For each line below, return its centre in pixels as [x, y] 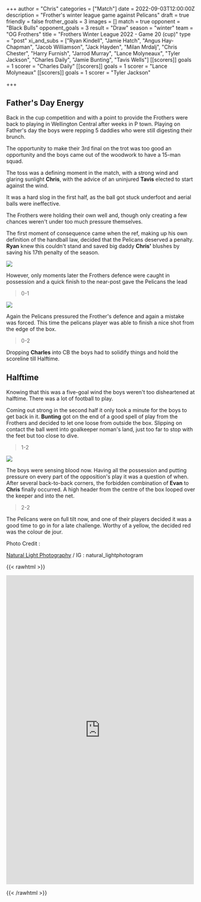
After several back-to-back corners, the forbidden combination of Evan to [97, 483]
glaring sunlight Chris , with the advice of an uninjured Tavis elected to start [100, 179]
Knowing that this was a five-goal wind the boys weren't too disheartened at [100, 392]
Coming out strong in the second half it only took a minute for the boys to [97, 410]
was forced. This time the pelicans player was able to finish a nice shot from [100, 322]
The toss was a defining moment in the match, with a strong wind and [92, 172]
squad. [15, 161]
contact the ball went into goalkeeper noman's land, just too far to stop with [100, 429]
